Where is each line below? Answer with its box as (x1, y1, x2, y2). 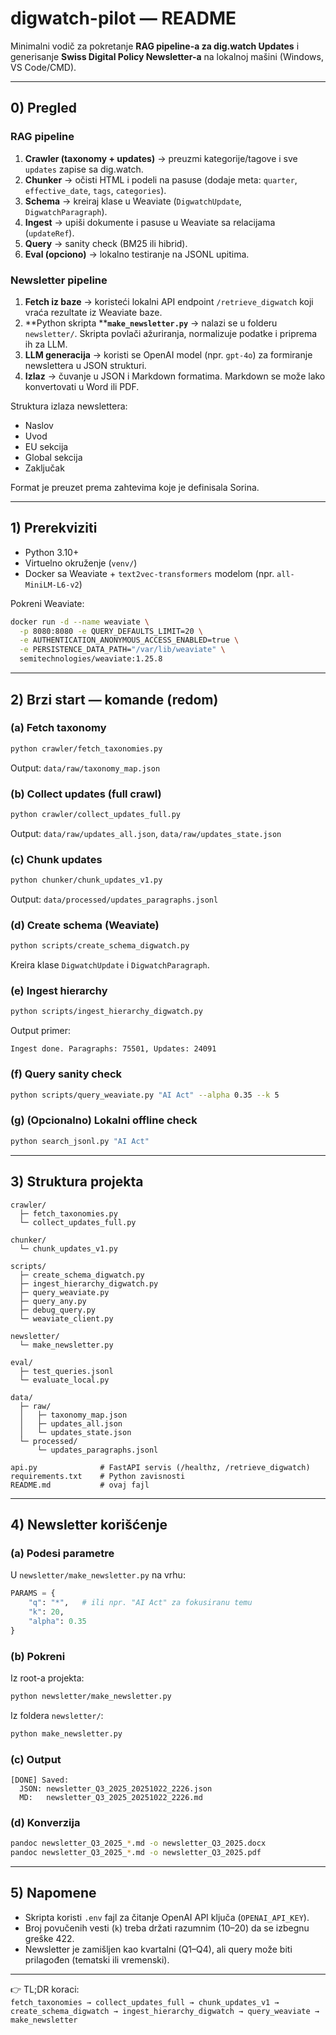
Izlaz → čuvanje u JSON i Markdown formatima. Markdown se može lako (24, 370, 326, 382)
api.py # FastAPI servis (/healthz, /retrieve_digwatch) (10, 1462, 311, 1472)
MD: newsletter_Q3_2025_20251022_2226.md (19, 1792, 203, 1802)
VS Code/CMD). (10, 61, 77, 73)
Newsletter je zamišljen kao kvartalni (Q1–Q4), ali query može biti (24, 1943, 293, 1955)
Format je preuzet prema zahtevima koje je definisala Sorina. (10, 481, 260, 493)
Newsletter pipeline (10, 273, 108, 287)
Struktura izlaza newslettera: (10, 400, 128, 412)
